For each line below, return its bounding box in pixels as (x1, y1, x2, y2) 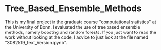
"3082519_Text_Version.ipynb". (5, 39, 67, 45)
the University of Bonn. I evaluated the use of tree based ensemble (5, 24, 141, 30)
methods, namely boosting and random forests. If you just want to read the (5, 29, 156, 35)
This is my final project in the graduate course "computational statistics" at (5, 19, 156, 25)
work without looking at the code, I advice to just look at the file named (5, 34, 149, 40)
